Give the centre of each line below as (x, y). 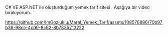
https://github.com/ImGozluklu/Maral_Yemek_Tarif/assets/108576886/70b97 (84, 22)
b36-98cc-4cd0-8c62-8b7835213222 (45, 27)
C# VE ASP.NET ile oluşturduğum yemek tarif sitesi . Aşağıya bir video (77, 7)
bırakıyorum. (18, 12)
